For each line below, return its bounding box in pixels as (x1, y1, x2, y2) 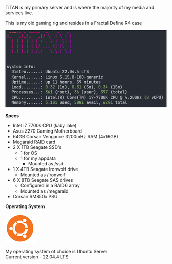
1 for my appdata (20, 155, 56, 161)
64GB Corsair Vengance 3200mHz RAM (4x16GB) (12, 134, 119, 140)
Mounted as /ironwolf (20, 172, 66, 178)
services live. (5, 10, 33, 16)
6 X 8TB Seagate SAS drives (12, 177, 73, 183)
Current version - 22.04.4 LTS (5, 254, 69, 260)
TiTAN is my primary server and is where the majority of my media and (5, 5, 155, 10)
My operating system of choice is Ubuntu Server (5, 249, 108, 255)
